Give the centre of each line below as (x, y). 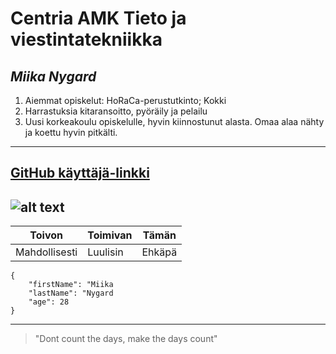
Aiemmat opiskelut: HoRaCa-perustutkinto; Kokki (125, 100)
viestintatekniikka (86, 39)
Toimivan (110, 235)
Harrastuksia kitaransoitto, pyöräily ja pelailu (116, 111)
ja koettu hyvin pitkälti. (71, 132)
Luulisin (105, 252)
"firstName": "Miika (71, 285)
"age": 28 (49, 302)
